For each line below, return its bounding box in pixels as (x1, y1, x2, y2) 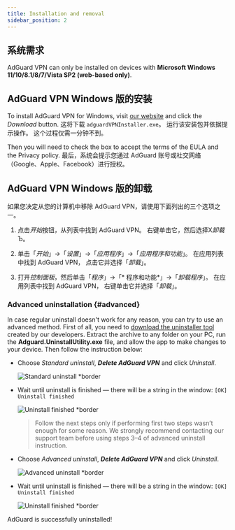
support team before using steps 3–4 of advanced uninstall (34, 434, 206, 443)
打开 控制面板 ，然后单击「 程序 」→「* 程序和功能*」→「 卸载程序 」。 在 (17, 273, 220, 281)
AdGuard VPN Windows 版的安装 (7, 92, 152, 105)
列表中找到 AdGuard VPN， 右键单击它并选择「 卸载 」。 (23, 281, 181, 290)
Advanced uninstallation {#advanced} (7, 299, 141, 309)
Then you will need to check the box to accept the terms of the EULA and (7, 143, 219, 151)
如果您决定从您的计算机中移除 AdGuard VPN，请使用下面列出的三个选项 (7, 202, 215, 210)
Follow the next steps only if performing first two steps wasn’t (34, 419, 213, 427)
